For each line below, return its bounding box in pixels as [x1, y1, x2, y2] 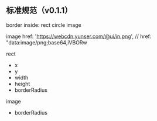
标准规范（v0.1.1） [6, 5, 73, 16]
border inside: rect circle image [6, 21, 81, 28]
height [14, 80, 30, 87]
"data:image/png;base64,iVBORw [6, 39, 88, 46]
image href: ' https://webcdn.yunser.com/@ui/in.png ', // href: [6, 33, 152, 40]
